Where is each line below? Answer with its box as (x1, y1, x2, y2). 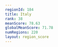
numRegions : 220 (5, 30, 38, 35)
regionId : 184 (5, 7, 34, 12)
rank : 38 (5, 16, 23, 21)
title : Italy (5, 12, 32, 17)
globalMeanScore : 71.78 (5, 25, 54, 30)
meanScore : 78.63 (5, 21, 40, 26)
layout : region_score (5, 35, 49, 40)
